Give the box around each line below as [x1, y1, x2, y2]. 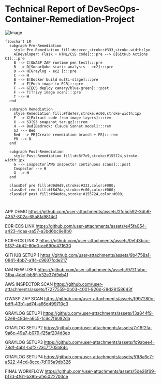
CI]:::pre [5, 56, 25, 61]
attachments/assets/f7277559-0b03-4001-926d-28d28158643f [5, 286, 133, 292]
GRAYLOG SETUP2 [5, 324, 43, 330]
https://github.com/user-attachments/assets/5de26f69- [44, 368, 156, 374]
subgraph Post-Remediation [9, 149, 64, 154]
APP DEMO [5, 208, 28, 214]
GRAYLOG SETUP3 [5, 339, 43, 345]
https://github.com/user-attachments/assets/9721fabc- [37, 266, 147, 272]
